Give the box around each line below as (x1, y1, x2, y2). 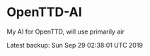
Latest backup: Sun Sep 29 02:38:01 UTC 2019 (6, 41, 143, 49)
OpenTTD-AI (6, 4, 82, 20)
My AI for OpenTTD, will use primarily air (6, 27, 125, 36)
